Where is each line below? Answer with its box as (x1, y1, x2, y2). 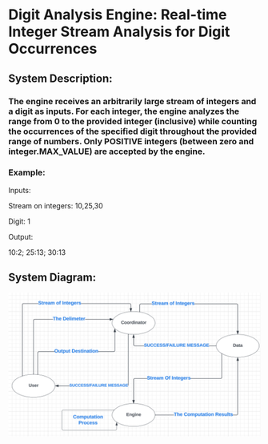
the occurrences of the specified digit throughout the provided (8, 126, 258, 137)
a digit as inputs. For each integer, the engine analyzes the (8, 106, 240, 117)
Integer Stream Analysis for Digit (8, 22, 230, 41)
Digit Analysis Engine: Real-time (8, 6, 227, 24)
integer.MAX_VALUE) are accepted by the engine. (8, 146, 206, 157)
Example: (8, 167, 46, 178)
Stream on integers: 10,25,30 (8, 200, 104, 210)
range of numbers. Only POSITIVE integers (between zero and (8, 135, 254, 147)
